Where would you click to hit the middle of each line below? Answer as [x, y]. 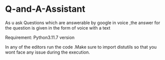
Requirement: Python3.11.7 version [40, 37]
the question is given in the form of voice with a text [58, 28]
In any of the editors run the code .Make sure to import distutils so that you [81, 47]
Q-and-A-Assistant [45, 9]
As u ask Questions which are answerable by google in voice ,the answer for [83, 23]
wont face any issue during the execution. [48, 52]
